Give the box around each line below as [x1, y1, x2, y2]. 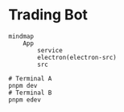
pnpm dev [8, 81, 38, 89]
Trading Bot [8, 6, 89, 24]
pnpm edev [8, 95, 42, 104]
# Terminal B [8, 89, 52, 97]
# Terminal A [8, 74, 52, 82]
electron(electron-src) [37, 53, 117, 61]
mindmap [8, 32, 35, 40]
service [37, 46, 63, 54]
